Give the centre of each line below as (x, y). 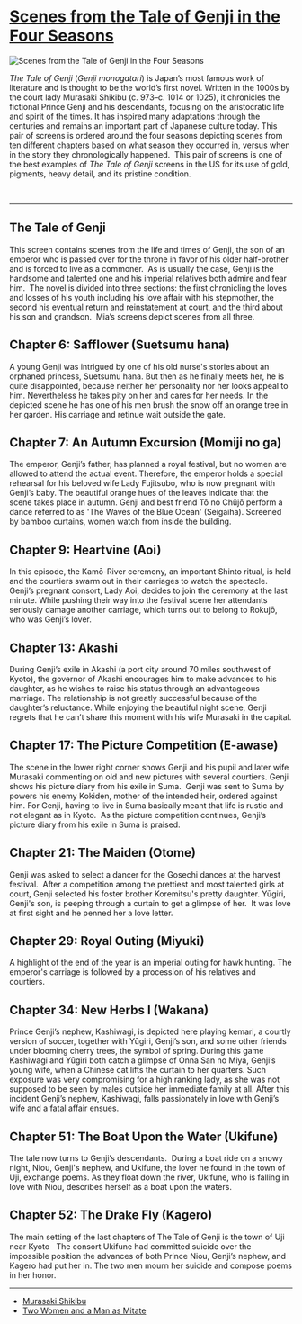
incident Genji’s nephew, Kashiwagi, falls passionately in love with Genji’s (144, 1099)
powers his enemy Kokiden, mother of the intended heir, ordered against (143, 796)
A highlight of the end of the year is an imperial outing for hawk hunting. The (151, 963)
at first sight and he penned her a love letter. (91, 913)
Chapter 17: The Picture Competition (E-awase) (144, 746)
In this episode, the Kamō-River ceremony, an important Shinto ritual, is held (151, 572)
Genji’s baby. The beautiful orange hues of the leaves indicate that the (139, 493)
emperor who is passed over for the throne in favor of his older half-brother (149, 259)
